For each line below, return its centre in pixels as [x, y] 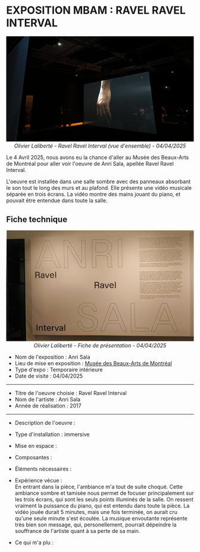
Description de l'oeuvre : [45, 422]
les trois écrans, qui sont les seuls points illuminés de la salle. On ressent [104, 499]
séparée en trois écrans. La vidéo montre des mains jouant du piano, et [93, 195]
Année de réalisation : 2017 [48, 406]
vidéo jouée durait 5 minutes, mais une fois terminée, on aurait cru [96, 512]
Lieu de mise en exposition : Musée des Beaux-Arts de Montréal [93, 363]
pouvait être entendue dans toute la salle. [57, 200]
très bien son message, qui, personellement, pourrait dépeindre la [96, 525]
